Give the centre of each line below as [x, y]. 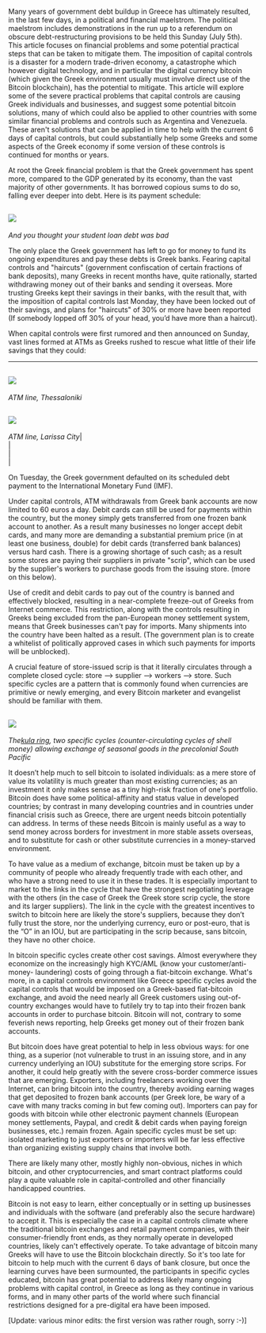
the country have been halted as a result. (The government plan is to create [131, 635]
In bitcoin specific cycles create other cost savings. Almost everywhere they [133, 955]
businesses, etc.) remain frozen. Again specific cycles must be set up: [123, 1131]
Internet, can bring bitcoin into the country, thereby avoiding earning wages [131, 1089]
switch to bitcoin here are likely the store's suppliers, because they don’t [126, 915]
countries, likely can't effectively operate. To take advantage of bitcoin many [133, 1246]
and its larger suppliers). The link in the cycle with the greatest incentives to [131, 906]
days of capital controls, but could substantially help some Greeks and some [133, 138]
